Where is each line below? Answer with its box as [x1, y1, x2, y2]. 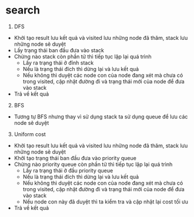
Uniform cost [14, 130, 46, 138]
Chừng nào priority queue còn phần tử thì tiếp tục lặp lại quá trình [14, 161, 173, 168]
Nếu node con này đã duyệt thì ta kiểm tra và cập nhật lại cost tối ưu [22, 198, 189, 205]
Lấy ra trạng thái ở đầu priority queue [22, 167, 113, 174]
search [5, 4, 41, 17]
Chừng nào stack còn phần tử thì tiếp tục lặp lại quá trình [14, 53, 152, 60]
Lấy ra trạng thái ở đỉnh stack [22, 59, 94, 66]
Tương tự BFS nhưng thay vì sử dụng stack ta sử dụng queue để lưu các [14, 113, 188, 120]
